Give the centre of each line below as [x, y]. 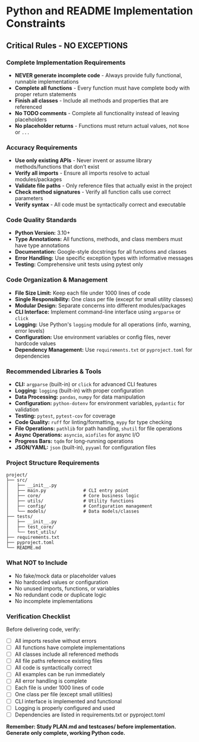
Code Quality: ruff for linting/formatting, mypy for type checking [93, 422]
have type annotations [42, 245]
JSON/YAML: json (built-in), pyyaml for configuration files [85, 447]
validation [27, 410]
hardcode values [35, 343]
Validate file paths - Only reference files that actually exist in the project [103, 186]
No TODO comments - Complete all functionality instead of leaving [97, 113]
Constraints [36, 23]
